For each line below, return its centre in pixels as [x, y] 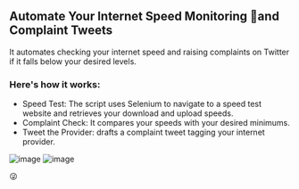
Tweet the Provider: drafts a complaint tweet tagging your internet [143, 132]
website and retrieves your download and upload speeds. [128, 113]
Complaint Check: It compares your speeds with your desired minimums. [156, 123]
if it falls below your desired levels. [73, 61]
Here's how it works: [55, 84]
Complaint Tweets [61, 31]
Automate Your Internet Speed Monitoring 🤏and [144, 16]
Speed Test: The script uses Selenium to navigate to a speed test [141, 104]
